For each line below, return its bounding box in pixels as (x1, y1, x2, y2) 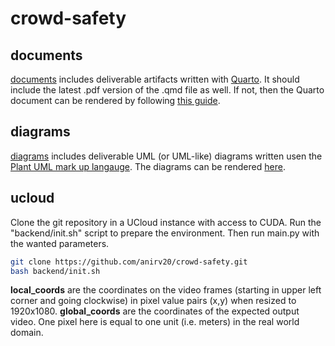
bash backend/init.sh (10, 266, 101, 276)
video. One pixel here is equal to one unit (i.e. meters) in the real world (10, 316, 300, 328)
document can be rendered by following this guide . (10, 95, 221, 106)
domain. (10, 327, 44, 339)
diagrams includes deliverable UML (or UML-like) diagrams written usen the (10, 150, 323, 162)
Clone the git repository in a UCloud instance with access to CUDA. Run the (10, 216, 322, 228)
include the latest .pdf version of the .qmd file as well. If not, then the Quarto (10, 84, 325, 96)
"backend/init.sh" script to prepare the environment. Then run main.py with (10, 227, 320, 239)
